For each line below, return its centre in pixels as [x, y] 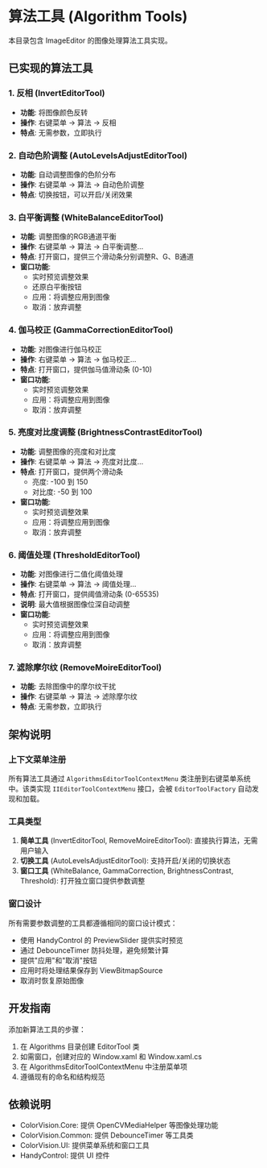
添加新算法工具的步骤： [47, 1029]
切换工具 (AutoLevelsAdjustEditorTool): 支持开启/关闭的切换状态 [125, 861]
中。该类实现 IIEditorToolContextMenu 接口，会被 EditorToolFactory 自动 [130, 789]
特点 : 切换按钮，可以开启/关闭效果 [76, 194]
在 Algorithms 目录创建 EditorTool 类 [80, 1046]
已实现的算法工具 [51, 68]
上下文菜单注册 [37, 759]
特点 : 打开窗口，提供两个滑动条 [71, 472]
